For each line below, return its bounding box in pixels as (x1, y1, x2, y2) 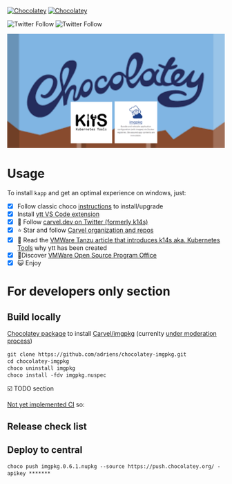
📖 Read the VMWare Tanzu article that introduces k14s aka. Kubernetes (17, 235, 220, 244)
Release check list (7, 420, 88, 432)
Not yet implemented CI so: (7, 400, 85, 409)
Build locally (7, 311, 61, 323)
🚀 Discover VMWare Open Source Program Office (17, 251, 157, 259)
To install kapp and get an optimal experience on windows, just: (7, 188, 186, 197)
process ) (7, 337, 33, 346)
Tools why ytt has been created (17, 244, 107, 252)
